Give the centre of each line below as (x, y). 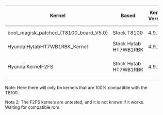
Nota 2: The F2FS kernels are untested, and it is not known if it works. (75, 102)
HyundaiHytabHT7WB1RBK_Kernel (48, 47)
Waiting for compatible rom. (33, 107)
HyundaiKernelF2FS (30, 66)
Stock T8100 (128, 33)
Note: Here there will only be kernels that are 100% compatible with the (76, 87)
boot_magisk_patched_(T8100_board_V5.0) (58, 33)
